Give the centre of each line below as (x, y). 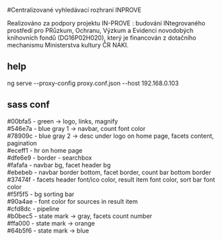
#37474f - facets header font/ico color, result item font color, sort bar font (111, 179)
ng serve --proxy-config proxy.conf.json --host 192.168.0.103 (93, 83)
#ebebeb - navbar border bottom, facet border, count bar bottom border (109, 172)
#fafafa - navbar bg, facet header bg (59, 165)
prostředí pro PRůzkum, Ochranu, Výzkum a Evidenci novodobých (100, 31)
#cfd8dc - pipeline (33, 208)
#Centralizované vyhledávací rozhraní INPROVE (74, 10)
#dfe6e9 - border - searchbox (50, 158)
